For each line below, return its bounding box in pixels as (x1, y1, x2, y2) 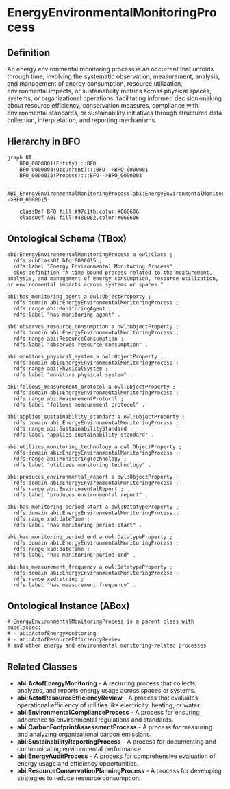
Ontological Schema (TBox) (7, 233, 127, 244)
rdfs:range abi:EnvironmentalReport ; (13, 485, 125, 492)
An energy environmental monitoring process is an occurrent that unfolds (7, 65, 214, 73)
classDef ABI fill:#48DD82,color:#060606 (19, 214, 139, 221)
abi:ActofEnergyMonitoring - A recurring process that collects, (16, 679, 197, 687)
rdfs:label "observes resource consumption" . (13, 341, 149, 348)
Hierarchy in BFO (7, 136, 81, 148)
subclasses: (7, 624, 41, 631)
